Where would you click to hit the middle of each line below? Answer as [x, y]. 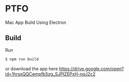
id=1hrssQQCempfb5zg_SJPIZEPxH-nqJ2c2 [50, 74]
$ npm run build [22, 59]
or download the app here [32, 69]
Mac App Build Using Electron [36, 22]
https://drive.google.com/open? [91, 69]
